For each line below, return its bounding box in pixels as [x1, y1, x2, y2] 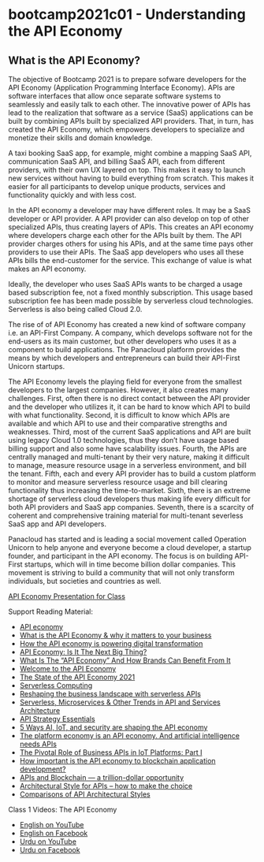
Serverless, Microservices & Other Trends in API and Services [19, 697, 221, 707]
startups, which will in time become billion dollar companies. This [24, 559, 236, 569]
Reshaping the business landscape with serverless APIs [19, 689, 201, 698]
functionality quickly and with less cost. [8, 191, 136, 199]
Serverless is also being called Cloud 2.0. [8, 305, 143, 314]
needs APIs [19, 739, 58, 749]
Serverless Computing [19, 681, 93, 690]
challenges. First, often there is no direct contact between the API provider [8, 394, 251, 403]
